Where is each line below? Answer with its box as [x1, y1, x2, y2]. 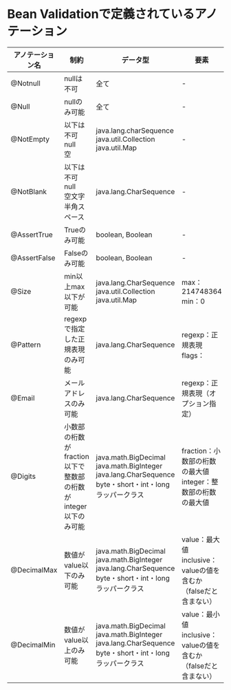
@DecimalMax [10, 565, 58, 574]
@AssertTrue [10, 230, 53, 239]
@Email [10, 393, 35, 402]
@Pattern [10, 340, 41, 349]
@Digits [10, 471, 36, 481]
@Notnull [10, 78, 41, 88]
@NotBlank [10, 186, 47, 196]
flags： [181, 350, 205, 360]
